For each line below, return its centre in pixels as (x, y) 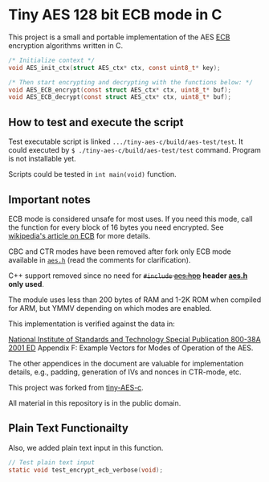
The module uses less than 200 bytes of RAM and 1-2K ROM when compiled (135, 300)
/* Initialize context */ (51, 60)
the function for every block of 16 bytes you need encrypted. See (116, 227)
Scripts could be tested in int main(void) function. (92, 174)
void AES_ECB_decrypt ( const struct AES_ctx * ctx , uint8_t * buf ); (120, 97)
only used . (26, 284)
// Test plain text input (51, 462)
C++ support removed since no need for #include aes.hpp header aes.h (128, 276)
